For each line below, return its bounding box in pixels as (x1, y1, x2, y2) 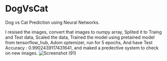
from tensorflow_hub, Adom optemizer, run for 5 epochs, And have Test (5, 39, 153, 45)
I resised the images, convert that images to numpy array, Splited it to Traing (5, 29, 162, 35)
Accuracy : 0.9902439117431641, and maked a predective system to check (5, 45, 159, 51)
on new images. (5, 50, 38, 56)
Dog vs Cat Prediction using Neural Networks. (5, 19, 100, 25)
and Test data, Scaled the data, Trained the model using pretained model (5, 34, 155, 40)
